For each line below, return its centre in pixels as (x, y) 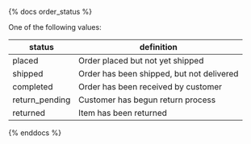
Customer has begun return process (147, 100)
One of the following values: (55, 27)
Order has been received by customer (150, 86)
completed (33, 86)
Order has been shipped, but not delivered (158, 74)
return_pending (42, 100)
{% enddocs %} (35, 133)
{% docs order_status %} (50, 12)
